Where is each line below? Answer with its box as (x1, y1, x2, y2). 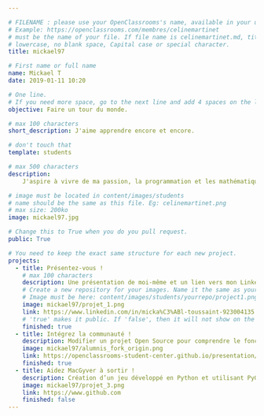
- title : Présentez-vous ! (15, 264, 104, 272)
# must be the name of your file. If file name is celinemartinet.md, (8, 33, 244, 41)
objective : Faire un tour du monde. (8, 106, 128, 113)
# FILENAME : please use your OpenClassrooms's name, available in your (8, 18, 251, 26)
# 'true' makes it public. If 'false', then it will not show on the (22, 315, 255, 323)
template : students (8, 149, 72, 157)
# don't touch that (8, 141, 72, 150)
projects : (8, 257, 41, 265)
